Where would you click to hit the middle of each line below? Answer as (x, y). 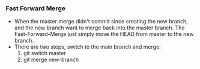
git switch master (45, 53)
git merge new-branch (51, 60)
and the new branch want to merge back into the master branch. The (99, 28)
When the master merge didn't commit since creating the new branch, (101, 22)
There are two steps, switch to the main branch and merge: (88, 47)
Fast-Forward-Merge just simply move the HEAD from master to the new (104, 34)
